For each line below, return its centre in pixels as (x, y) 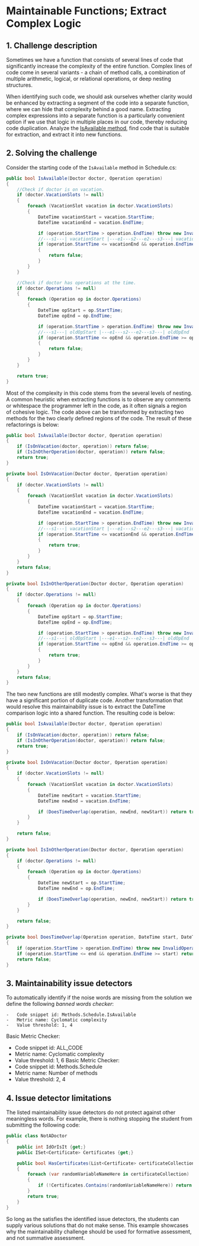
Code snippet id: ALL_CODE (49, 1048)
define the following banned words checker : (60, 1004)
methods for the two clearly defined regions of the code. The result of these (99, 418)
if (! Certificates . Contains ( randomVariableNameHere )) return (115, 1185)
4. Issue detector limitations (59, 1098)
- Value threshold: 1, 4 (39, 1025)
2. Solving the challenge (52, 153)
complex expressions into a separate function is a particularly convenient (95, 115)
